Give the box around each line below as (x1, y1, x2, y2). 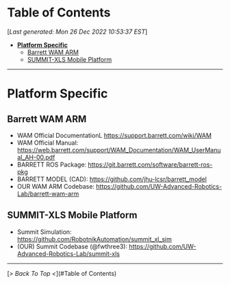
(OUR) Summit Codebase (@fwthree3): (16, 242, 128, 250)
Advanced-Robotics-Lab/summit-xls (16, 249, 120, 258)
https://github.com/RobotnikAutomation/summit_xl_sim (16, 235, 172, 243)
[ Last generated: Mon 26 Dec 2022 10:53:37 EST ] (7, 27, 148, 36)
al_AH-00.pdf (16, 153, 55, 161)
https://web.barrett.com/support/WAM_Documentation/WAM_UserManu (16, 145, 221, 154)
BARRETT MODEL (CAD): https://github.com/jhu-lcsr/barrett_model (16, 175, 207, 183)
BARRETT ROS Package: (16, 160, 87, 169)
